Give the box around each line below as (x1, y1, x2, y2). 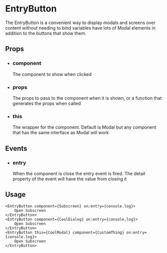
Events (5, 144, 28, 153)
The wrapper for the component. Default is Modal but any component (12, 124, 156, 130)
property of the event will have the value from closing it (12, 176, 127, 182)
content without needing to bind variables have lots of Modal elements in (5, 25, 155, 31)
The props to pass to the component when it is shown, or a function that (12, 95, 162, 101)
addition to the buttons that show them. (5, 30, 87, 36)
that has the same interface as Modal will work (12, 130, 109, 136)
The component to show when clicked (12, 71, 92, 77)
